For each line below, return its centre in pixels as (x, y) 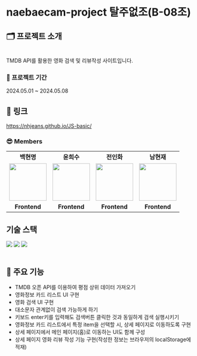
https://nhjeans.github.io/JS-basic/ (49, 126)
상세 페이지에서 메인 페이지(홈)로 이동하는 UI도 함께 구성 (80, 332)
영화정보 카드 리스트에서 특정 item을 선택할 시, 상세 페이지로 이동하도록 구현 (103, 325)
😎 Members (24, 142)
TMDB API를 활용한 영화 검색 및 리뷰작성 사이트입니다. (70, 61)
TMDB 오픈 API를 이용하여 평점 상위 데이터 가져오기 (75, 287)
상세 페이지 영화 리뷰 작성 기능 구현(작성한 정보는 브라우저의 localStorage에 (103, 340)
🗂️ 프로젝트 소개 (34, 36)
